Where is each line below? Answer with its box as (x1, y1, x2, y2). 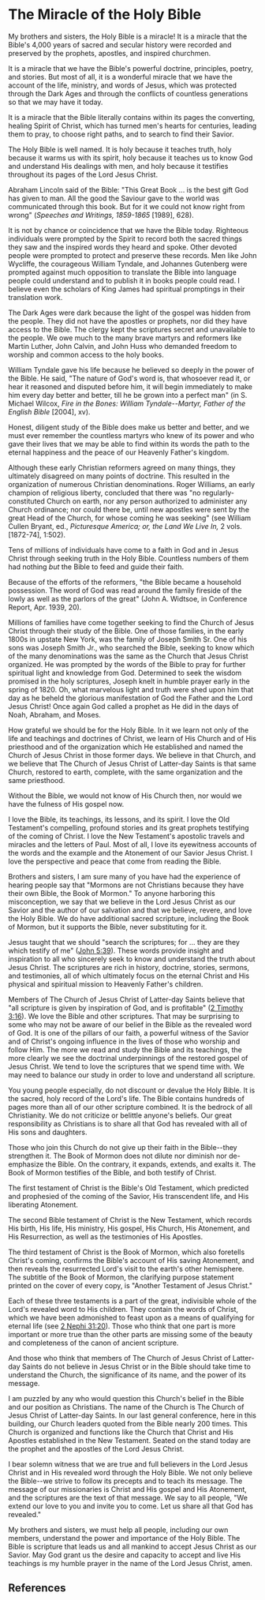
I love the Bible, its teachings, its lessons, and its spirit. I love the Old (8, 815, 230, 824)
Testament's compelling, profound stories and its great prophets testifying (8, 822, 250, 832)
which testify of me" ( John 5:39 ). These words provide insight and (8, 946, 224, 955)
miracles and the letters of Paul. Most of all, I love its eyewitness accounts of (8, 839, 257, 849)
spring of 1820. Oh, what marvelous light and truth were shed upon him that (8, 684, 254, 694)
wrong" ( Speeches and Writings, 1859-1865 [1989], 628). (8, 210, 195, 219)
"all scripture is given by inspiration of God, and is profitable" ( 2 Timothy (8, 1002, 244, 1012)
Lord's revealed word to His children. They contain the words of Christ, (8, 1304, 239, 1313)
